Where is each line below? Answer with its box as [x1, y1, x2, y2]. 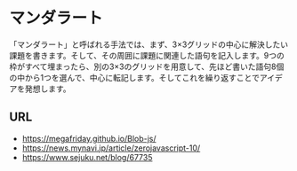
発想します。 [24, 83, 71, 94]
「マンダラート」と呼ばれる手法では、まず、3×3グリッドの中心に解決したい [9, 39, 289, 50]
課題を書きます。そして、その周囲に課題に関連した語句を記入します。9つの [9, 50, 285, 60]
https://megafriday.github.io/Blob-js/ [21, 133, 157, 144]
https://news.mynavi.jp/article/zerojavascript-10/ [21, 143, 201, 153]
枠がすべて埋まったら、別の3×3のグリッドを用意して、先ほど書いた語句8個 [9, 61, 285, 72]
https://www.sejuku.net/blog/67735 [21, 152, 153, 162]
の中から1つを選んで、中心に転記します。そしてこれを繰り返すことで [9, 72, 261, 82]
